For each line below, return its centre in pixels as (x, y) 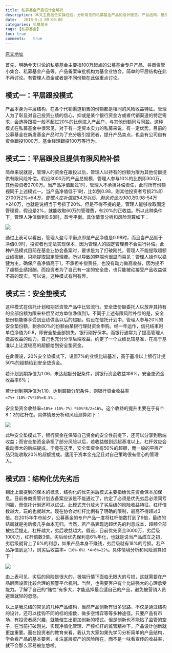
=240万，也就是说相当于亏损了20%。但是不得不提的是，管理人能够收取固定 (85, 204)
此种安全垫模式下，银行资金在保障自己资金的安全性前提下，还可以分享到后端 (86, 435)
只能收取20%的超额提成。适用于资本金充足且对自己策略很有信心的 (80, 454)
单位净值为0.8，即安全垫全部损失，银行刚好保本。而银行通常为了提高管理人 (85, 333)
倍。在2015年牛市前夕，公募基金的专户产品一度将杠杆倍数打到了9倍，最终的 (86, 518)
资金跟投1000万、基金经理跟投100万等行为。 (52, 141)
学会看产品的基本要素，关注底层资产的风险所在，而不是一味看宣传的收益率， (86, 639)
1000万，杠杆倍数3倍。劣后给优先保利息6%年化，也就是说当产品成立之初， (85, 537)
